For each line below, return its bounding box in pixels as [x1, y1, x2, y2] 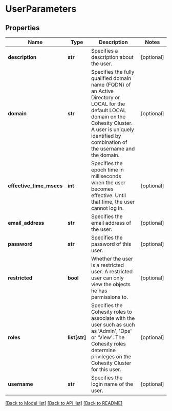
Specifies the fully [91, 69, 135, 75]
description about [91, 54, 134, 60]
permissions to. [91, 294, 128, 300]
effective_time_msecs [8, 182, 63, 189]
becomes [91, 185, 114, 192]
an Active [91, 88, 114, 95]
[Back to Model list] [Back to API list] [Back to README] [5, 400, 123, 406]
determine [91, 347, 116, 354]
